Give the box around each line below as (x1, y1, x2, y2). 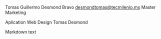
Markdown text (5, 29, 36, 34)
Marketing (5, 9, 26, 15)
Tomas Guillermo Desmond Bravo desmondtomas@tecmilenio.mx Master (5, 4, 156, 10)
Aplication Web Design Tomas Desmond (5, 19, 88, 25)
